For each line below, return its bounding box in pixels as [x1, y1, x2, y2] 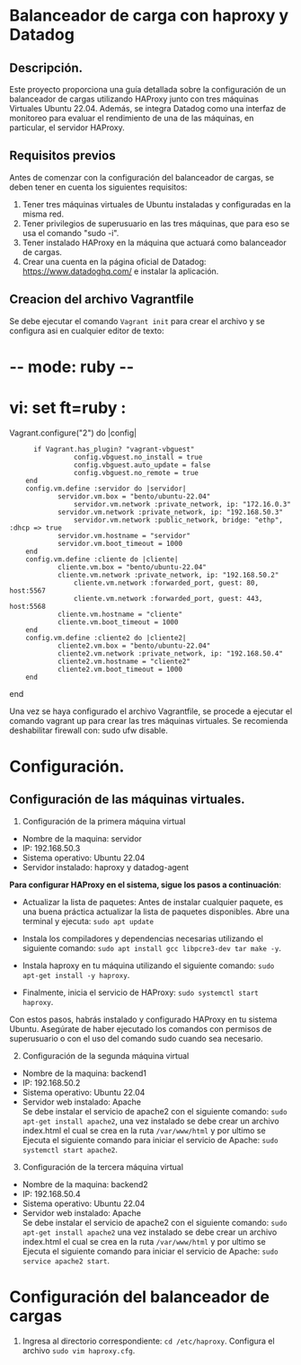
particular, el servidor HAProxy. [9, 122, 125, 133]
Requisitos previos [9, 148, 116, 163]
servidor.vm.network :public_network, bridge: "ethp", [73, 515, 283, 524]
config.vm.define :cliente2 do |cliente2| [25, 633, 187, 642]
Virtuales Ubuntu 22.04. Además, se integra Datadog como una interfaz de [9, 103, 287, 113]
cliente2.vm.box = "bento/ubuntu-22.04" [57, 641, 211, 650]
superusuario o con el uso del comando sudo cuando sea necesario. [9, 1033, 263, 1044]
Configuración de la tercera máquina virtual [22, 1161, 184, 1172]
